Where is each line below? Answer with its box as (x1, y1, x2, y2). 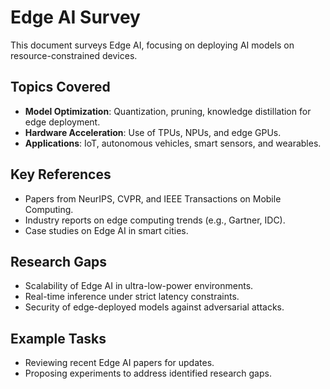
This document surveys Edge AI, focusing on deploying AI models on (10, 39, 295, 51)
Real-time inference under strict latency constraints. (24, 291, 240, 303)
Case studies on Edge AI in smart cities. (24, 224, 189, 236)
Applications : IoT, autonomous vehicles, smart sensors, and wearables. (24, 137, 322, 149)
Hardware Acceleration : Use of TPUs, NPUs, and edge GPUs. (24, 126, 282, 138)
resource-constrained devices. (10, 49, 138, 61)
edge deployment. (24, 116, 101, 128)
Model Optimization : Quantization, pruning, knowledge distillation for (24, 105, 312, 117)
